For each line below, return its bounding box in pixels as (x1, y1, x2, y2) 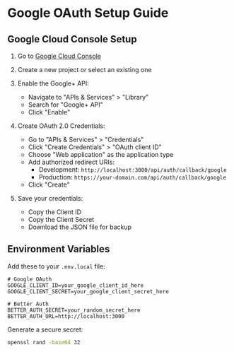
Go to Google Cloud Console (17, 52, 101, 60)
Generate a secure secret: (7, 325, 83, 334)
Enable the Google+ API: (17, 79, 90, 88)
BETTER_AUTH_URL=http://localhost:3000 (7, 312, 125, 319)
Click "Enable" (28, 108, 71, 116)
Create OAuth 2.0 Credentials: (17, 122, 105, 130)
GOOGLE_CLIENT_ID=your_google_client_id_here (7, 281, 144, 289)
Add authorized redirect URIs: (28, 158, 115, 166)
